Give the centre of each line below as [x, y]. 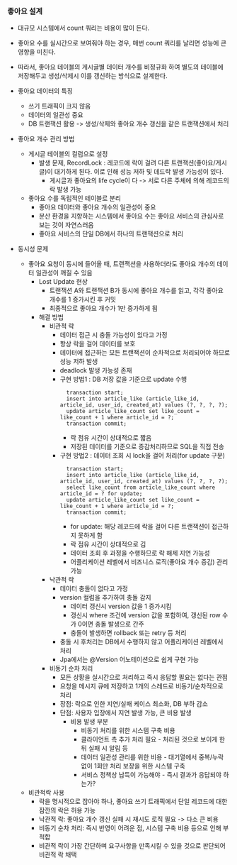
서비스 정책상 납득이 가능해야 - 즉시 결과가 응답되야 [151, 775]
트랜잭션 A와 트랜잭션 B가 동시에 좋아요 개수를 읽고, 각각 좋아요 [137, 291]
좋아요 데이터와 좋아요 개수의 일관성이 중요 [97, 207]
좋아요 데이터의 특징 [45, 91]
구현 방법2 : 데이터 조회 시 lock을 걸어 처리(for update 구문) [142, 456]
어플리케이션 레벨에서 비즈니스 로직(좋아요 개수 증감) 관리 [149, 562]
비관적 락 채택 [58, 855]
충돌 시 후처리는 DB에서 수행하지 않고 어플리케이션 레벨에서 [141, 642]
